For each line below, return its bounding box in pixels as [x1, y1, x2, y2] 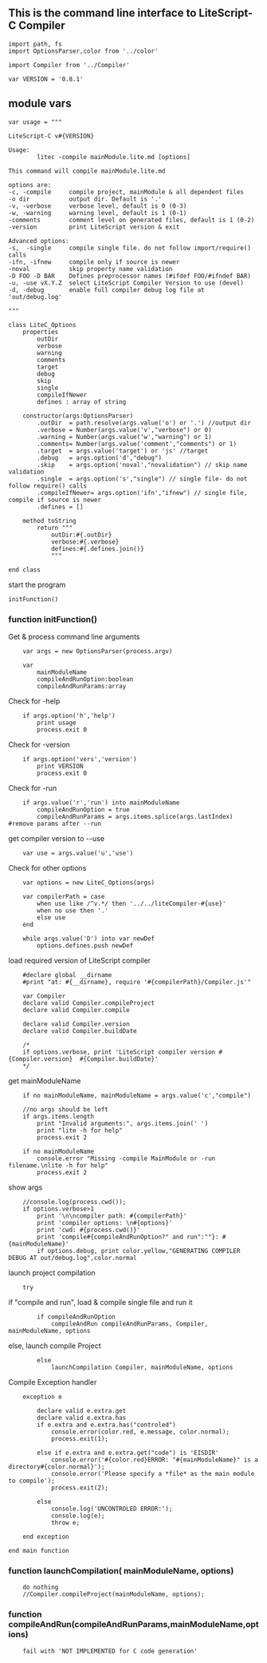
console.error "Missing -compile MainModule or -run [37, 1155, 216, 1163]
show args [8, 1182, 43, 1192]
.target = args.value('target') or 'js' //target [37, 447, 209, 455]
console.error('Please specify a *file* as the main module [50, 1470, 255, 1478]
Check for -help [8, 696, 61, 706]
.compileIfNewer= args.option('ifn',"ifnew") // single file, [37, 489, 248, 497]
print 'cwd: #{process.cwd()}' [37, 1226, 141, 1234]
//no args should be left [22, 1105, 109, 1114]
